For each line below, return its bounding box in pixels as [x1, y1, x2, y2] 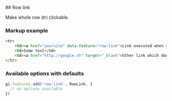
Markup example [5, 27, 49, 34]
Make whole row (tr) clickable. [5, 14, 69, 20]
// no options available [10, 86, 63, 91]
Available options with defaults [5, 70, 84, 77]
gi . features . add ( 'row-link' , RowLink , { [5, 82, 93, 87]
